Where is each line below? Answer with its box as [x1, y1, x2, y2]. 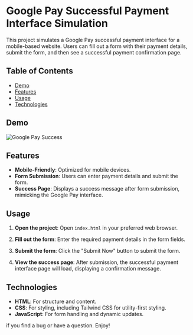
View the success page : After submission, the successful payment [14, 259, 179, 266]
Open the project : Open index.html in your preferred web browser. [14, 224, 178, 231]
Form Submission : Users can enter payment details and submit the [14, 173, 179, 180]
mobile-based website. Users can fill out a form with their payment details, [6, 43, 188, 50]
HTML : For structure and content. [14, 298, 97, 305]
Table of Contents [6, 66, 74, 76]
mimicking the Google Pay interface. [14, 191, 103, 199]
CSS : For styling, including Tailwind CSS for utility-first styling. [14, 304, 166, 311]
